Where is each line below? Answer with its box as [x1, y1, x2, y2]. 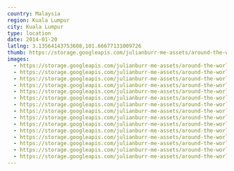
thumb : [7, 50, 26, 57]
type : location [7, 29, 52, 37]
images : [7, 56, 30, 63]
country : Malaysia [7, 10, 61, 17]
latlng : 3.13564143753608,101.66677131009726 [7, 43, 141, 50]
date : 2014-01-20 [7, 36, 58, 43]
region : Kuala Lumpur [7, 17, 70, 24]
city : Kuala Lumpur [7, 23, 64, 30]
